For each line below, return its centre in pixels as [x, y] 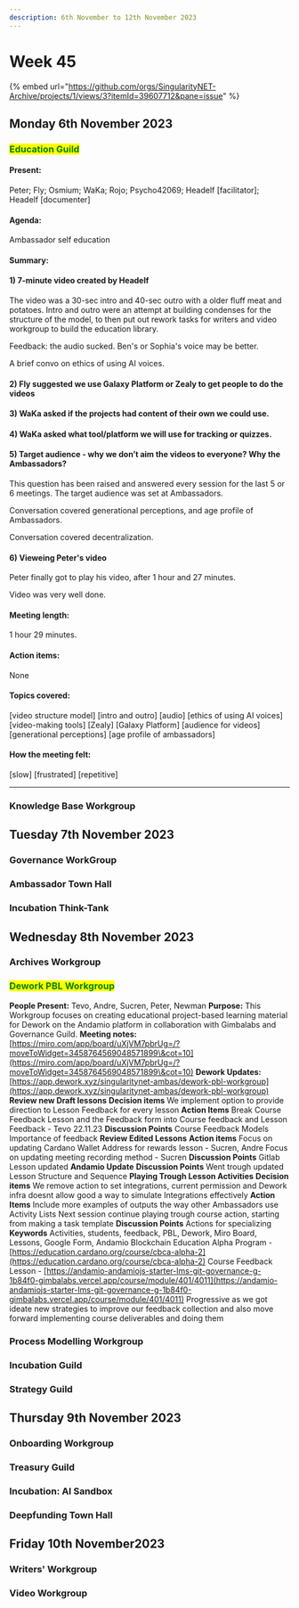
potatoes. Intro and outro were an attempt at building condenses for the [140, 310]
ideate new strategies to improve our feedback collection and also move [141, 1309]
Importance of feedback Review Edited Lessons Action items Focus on [141, 1138]
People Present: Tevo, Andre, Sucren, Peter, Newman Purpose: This [135, 1005]
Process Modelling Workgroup [77, 1341]
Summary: [29, 260]
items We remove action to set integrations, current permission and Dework [148, 1185]
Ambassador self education [60, 240]
